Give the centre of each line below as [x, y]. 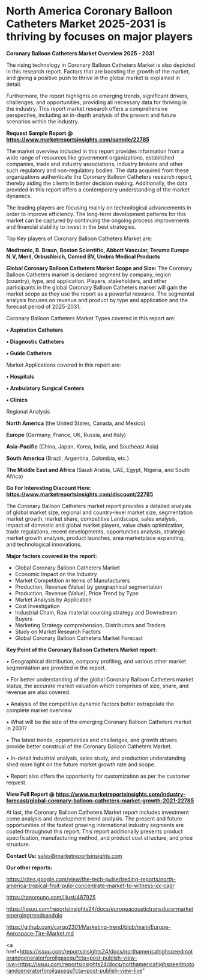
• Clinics [17, 400]
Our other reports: [29, 867]
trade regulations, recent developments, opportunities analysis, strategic [96, 532]
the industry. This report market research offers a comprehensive [87, 108]
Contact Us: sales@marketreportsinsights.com [64, 855]
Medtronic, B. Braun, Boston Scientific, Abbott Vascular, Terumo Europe [98, 250]
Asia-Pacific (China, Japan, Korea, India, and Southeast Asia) [82, 446]
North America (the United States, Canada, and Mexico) [76, 423]
